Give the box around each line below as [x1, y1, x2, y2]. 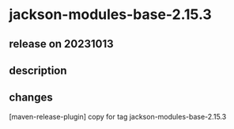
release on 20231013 [9, 37, 114, 51]
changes [9, 91, 54, 104]
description [9, 63, 67, 77]
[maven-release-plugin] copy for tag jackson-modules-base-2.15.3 [9, 112, 227, 121]
